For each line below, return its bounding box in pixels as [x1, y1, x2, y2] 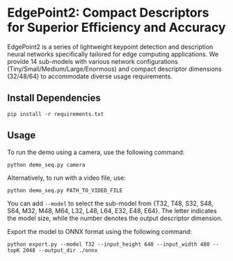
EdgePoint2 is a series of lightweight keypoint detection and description [7, 42, 214, 51]
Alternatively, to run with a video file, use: [7, 174, 127, 182]
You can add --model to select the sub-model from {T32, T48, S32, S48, [7, 199, 214, 208]
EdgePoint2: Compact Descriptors [7, 5, 210, 21]
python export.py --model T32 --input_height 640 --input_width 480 [7, 241, 210, 248]
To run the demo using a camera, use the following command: [7, 148, 185, 156]
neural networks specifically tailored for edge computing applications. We [7, 50, 219, 58]
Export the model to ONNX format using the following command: [7, 227, 193, 235]
